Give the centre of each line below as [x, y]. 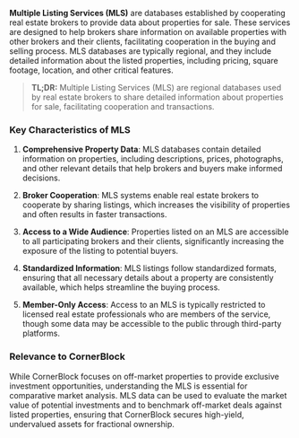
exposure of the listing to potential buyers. [100, 251]
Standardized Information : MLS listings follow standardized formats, [149, 268]
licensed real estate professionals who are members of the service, [146, 314]
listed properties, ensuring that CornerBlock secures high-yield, [127, 414]
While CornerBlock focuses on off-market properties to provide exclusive [144, 376]
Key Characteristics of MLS [70, 129]
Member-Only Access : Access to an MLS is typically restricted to [144, 305]
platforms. [41, 333]
